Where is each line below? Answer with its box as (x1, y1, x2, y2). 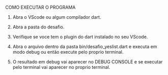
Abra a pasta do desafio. (12, 24, 65, 30)
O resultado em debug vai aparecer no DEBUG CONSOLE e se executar (12, 59, 163, 65)
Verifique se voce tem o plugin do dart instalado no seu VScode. (12, 34, 148, 40)
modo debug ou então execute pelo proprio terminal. (12, 49, 124, 55)
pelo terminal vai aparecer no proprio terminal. (12, 64, 110, 70)
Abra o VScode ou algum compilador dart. (12, 14, 101, 20)
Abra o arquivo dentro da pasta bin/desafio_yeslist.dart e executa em (12, 44, 157, 50)
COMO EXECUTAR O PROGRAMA (5, 5, 76, 10)
